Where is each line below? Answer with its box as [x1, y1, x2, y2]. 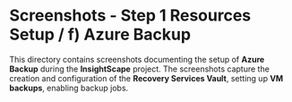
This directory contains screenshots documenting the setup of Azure [9, 54, 265, 64]
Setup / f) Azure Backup [9, 24, 191, 45]
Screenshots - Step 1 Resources [9, 5, 252, 26]
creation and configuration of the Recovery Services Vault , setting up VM [9, 72, 284, 83]
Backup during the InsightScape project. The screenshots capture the [9, 64, 271, 74]
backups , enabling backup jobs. [9, 82, 129, 93]
